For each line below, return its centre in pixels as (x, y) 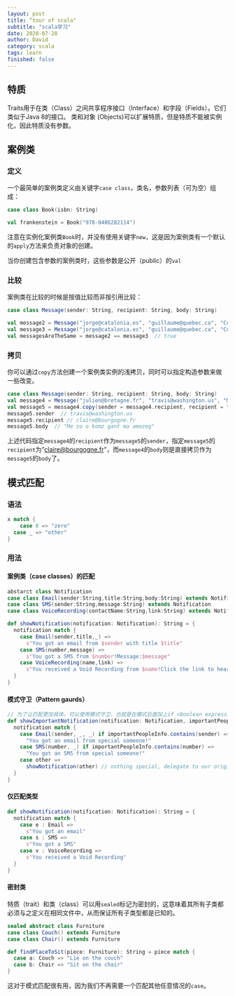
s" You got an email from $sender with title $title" (104, 643)
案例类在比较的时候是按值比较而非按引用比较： (74, 297)
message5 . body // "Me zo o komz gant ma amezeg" (81, 426)
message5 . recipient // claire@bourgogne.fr (72, 420)
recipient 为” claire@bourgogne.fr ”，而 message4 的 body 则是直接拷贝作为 (109, 450)
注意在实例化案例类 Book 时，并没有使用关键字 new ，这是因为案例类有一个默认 (116, 237)
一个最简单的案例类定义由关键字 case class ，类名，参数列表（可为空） (109, 188)
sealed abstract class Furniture (56, 926)
